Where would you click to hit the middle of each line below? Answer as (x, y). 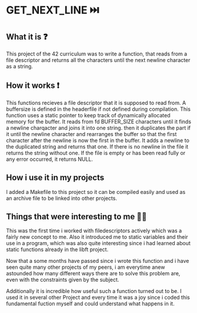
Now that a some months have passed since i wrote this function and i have (98, 261)
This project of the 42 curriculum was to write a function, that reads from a (97, 54)
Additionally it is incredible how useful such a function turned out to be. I (94, 291)
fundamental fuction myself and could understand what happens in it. (90, 304)
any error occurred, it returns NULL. (49, 159)
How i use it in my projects (55, 178)
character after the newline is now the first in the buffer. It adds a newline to (98, 140)
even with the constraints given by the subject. (63, 280)
